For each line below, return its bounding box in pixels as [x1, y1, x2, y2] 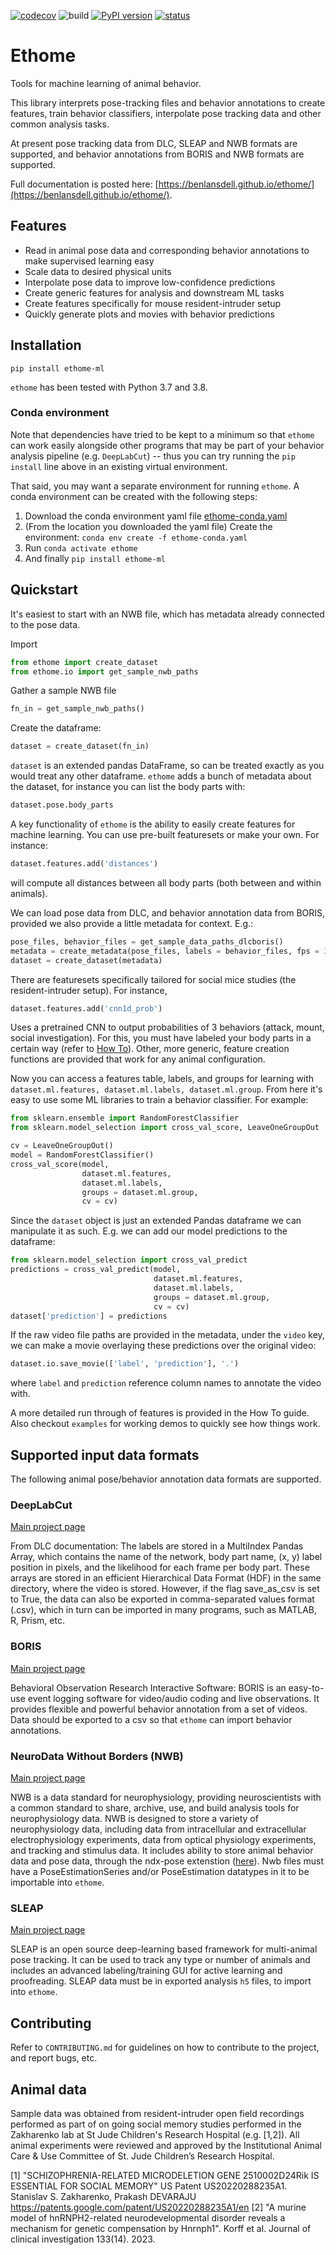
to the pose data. [10, 618, 81, 630]
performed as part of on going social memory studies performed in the [10, 2118, 302, 2130]
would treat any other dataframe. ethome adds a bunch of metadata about [10, 770, 312, 782]
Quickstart [10, 581, 79, 599]
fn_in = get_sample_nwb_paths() [10, 704, 145, 714]
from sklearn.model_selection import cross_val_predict [10, 1255, 248, 1265]
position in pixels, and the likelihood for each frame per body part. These [10, 1561, 310, 1574]
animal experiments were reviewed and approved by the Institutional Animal [10, 2139, 322, 2151]
